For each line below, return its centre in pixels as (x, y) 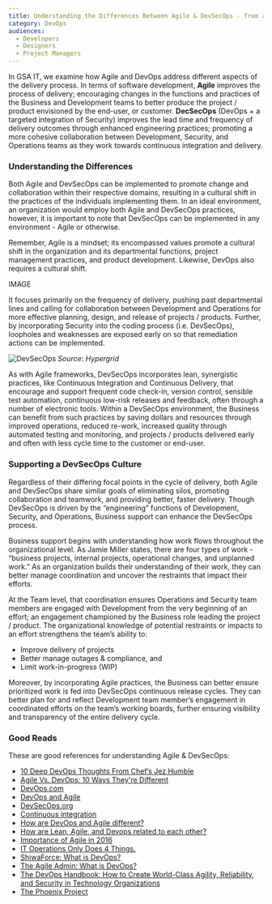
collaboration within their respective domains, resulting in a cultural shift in (132, 193)
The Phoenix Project (54, 891)
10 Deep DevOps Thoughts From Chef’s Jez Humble (107, 771)
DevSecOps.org (47, 805)
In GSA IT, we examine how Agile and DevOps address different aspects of (133, 77)
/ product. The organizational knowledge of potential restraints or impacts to (136, 625)
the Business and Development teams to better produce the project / (123, 102)
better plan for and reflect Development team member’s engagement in (127, 699)
